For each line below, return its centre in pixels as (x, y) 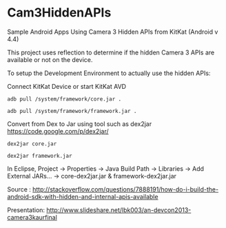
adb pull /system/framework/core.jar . (64, 99)
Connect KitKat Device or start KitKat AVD (66, 86)
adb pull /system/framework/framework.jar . (72, 111)
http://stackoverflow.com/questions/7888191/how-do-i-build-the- (125, 189)
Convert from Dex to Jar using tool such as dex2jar (80, 124)
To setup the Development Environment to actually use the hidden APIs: (109, 73)
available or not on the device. (50, 59)
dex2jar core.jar (32, 144)
